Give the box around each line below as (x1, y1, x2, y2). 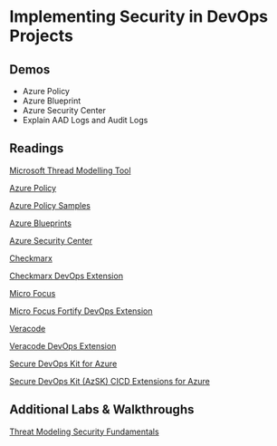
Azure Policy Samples (9, 199, 91, 210)
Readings (9, 141, 64, 156)
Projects (9, 25, 74, 46)
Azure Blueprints (9, 218, 72, 228)
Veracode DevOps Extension (9, 340, 117, 351)
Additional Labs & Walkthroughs (9, 402, 195, 418)
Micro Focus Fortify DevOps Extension (9, 305, 153, 316)
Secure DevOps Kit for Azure (9, 358, 118, 369)
